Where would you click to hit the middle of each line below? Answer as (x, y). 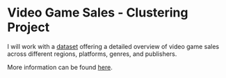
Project (29, 27)
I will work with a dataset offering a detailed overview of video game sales (113, 46)
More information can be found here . (60, 67)
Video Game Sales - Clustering (98, 13)
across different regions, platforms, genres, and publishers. (92, 54)
